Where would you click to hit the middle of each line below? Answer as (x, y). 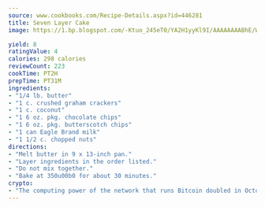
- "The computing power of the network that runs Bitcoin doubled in (125, 190)
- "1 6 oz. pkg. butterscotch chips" (70, 125)
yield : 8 (22, 44)
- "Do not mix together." (50, 169)
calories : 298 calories (47, 59)
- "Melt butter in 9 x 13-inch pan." (70, 154)
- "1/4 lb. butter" (40, 95)
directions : (28, 146)
